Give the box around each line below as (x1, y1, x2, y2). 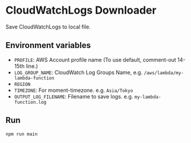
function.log (14, 99, 47, 105)
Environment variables (5, 40, 91, 50)
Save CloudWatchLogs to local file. (5, 23, 91, 30)
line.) (26, 62, 38, 69)
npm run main (5, 131, 38, 137)
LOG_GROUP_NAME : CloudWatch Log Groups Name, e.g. (14, 69, 143, 76)
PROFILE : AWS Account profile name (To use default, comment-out (14, 56, 176, 63)
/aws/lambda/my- (144, 69, 184, 76)
